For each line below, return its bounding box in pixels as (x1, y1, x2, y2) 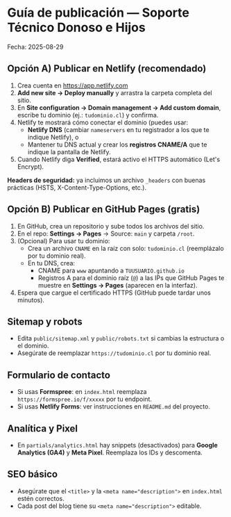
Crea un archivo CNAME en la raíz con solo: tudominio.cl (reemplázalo (27, 244, 224, 252)
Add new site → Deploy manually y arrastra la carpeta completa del (17, 88, 213, 97)
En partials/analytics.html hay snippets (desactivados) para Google (17, 441, 219, 449)
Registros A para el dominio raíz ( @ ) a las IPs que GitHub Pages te (37, 273, 225, 282)
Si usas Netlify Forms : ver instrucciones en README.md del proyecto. (17, 402, 210, 411)
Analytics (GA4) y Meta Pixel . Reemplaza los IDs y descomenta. (17, 448, 203, 457)
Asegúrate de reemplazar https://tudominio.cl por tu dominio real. (17, 349, 212, 357)
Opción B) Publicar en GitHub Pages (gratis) (7, 204, 200, 215)
